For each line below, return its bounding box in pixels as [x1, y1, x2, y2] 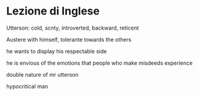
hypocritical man [6, 83, 49, 90]
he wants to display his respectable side [6, 47, 107, 55]
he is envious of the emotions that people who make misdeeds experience [6, 59, 193, 66]
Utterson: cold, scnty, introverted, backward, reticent [6, 24, 139, 31]
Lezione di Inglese [6, 4, 100, 18]
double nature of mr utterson [6, 71, 79, 78]
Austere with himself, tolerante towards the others [6, 36, 132, 43]
